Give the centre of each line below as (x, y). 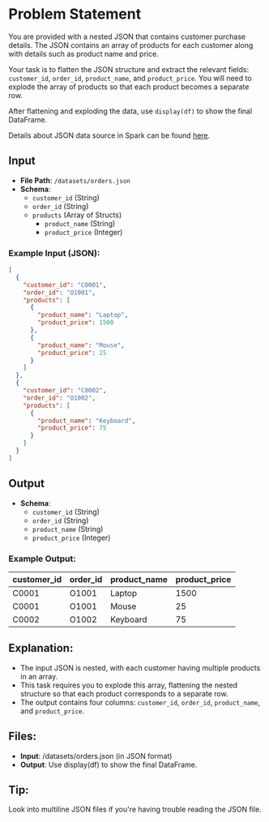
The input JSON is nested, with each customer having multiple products (140, 668)
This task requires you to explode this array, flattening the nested (128, 685)
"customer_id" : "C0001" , (65, 285)
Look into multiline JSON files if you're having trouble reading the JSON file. (135, 809)
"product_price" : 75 (72, 428)
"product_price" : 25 (72, 353)
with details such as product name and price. (84, 54)
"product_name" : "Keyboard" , (87, 421)
